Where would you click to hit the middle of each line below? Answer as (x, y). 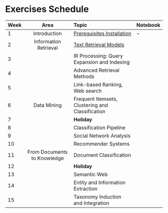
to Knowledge (47, 158)
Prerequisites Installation (102, 33)
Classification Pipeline (99, 127)
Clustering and (91, 105)
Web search (87, 91)
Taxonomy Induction (97, 197)
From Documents (47, 152)
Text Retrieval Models (99, 44)
